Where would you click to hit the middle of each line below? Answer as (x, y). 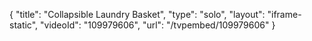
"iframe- (284, 14)
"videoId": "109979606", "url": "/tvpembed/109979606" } (158, 25)
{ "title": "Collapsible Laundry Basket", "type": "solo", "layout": (137, 14)
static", (24, 25)
